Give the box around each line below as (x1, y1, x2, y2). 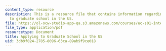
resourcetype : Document (5, 30, 54, 34)
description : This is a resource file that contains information (5, 12, 142, 17)
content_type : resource (5, 7, 54, 12)
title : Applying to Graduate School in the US (5, 34, 103, 39)
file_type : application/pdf (5, 25, 63, 30)
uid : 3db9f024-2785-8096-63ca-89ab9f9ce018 (5, 39, 96, 44)
